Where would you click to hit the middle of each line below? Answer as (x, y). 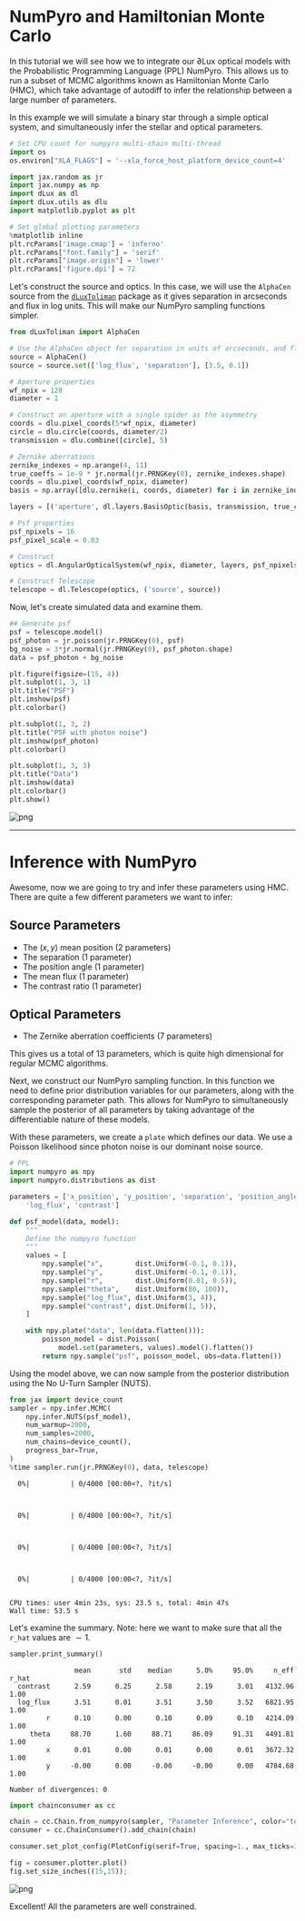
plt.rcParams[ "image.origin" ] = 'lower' (87, 261)
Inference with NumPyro (103, 862)
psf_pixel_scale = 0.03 (54, 540)
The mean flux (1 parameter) (76, 976)
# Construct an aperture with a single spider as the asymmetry (133, 415)
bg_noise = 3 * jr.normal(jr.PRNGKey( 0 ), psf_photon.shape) (121, 649)
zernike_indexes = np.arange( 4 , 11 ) (79, 465)
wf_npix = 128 (36, 390)
